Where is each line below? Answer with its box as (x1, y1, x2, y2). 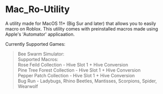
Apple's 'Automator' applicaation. (5, 31, 75, 37)
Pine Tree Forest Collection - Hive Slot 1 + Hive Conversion (17, 67, 141, 73)
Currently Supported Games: (5, 41, 66, 47)
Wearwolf (17, 83, 38, 89)
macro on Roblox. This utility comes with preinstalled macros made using (5, 25, 158, 32)
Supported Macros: (17, 56, 58, 62)
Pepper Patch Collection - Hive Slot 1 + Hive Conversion (17, 72, 135, 78)
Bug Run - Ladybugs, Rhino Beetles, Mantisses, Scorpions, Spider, (17, 78, 157, 84)
